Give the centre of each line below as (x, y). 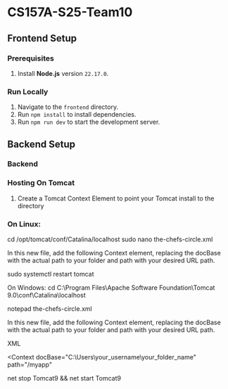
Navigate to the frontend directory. (68, 107)
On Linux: (24, 224)
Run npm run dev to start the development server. (89, 122)
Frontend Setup (42, 38)
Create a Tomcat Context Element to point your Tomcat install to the (116, 198)
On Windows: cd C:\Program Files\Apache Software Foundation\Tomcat (111, 288)
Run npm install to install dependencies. (77, 115)
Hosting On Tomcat (41, 183)
